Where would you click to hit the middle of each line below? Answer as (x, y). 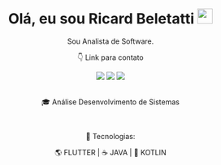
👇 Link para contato (110, 57)
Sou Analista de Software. (110, 41)
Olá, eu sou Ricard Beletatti (101, 19)
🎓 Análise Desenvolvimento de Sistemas (110, 102)
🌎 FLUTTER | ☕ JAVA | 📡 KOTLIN (110, 152)
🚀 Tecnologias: (110, 136)
